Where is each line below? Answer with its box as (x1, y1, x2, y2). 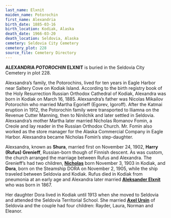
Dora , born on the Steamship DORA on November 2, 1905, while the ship (5, 165, 158, 172)
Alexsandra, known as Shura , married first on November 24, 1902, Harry (5, 143, 158, 150)
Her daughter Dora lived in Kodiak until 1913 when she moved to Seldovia (5, 191, 159, 198)
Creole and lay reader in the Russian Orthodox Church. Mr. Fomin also (5, 123, 152, 129)
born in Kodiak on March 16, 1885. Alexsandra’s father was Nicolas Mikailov (5, 95, 163, 102)
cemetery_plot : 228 (5, 45, 47, 51)
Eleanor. (5, 208, 23, 214)
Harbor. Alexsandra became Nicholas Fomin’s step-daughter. (5, 134, 134, 140)
